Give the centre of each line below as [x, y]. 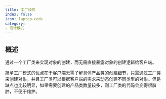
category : [15, 24]
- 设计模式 [15, 28]
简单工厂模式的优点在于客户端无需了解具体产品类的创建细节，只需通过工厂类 [83, 73]
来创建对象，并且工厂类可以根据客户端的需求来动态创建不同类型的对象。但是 [83, 79]
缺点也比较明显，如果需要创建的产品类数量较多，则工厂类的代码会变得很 [79, 85]
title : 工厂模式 [20, 10]
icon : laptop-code [24, 19]
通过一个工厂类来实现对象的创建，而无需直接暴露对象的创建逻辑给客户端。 [81, 62]
